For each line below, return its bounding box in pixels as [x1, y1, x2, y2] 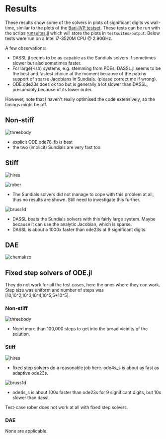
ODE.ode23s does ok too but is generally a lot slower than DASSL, [12, 81, 148, 87]
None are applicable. [5, 428, 48, 434]
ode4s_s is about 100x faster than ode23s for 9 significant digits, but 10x [12, 389, 162, 395]
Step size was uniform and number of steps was [5, 287, 104, 293]
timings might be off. [5, 101, 47, 107]
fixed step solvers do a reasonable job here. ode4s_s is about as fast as [12, 365, 160, 371]
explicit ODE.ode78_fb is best [12, 139, 73, 145]
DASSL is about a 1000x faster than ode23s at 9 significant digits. [12, 226, 147, 232]
